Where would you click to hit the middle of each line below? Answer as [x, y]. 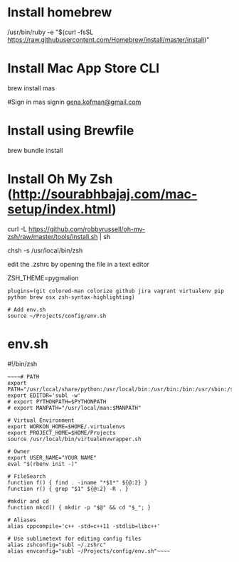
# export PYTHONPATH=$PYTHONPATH [57, 402]
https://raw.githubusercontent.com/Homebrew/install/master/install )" [108, 39]
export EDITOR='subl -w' [44, 396]
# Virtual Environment [41, 420]
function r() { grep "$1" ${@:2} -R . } [68, 489]
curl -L [17, 229]
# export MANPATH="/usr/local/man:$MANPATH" [74, 408]
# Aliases [22, 520]
